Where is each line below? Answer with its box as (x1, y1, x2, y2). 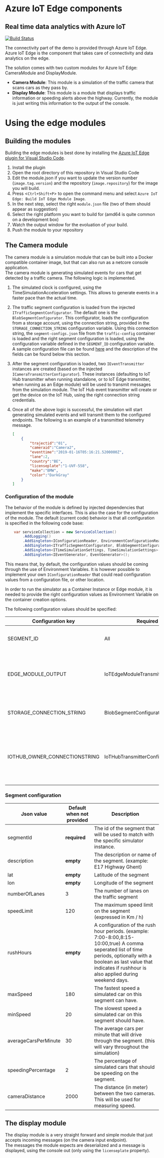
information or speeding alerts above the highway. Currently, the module (12, 95, 158, 101)
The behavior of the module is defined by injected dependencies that (5, 504, 144, 510)
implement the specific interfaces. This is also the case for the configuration (5, 510, 159, 516)
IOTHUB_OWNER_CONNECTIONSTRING (7, 753, 100, 760)
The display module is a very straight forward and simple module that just (5, 1132, 153, 1137)
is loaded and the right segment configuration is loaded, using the (12, 335, 145, 341)
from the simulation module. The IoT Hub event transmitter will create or (12, 386, 157, 392)
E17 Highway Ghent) (94, 864, 143, 871)
